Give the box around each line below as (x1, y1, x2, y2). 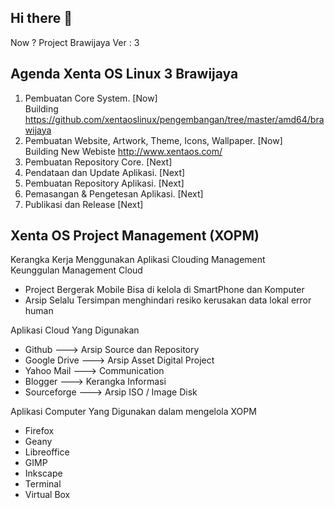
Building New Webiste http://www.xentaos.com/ (24, 145, 223, 157)
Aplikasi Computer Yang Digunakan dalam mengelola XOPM (10, 406, 257, 418)
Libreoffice (24, 446, 70, 458)
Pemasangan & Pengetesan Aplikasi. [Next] (24, 187, 204, 200)
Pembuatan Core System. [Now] (24, 92, 158, 104)
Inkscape (24, 467, 63, 480)
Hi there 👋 (10, 10, 73, 27)
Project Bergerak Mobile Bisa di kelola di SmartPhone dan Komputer (24, 284, 305, 296)
